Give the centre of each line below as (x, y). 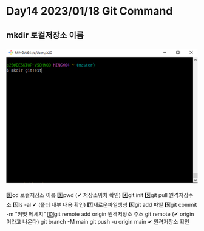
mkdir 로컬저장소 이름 (45, 35)
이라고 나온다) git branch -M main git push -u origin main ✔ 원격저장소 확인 (98, 221)
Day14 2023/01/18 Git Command (90, 11)
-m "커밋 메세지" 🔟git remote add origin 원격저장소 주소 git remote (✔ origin (100, 214)
